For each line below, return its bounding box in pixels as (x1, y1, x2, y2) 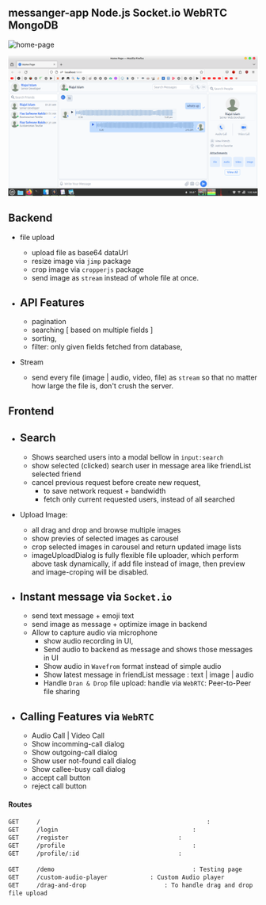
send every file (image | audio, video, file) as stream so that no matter (31, 372, 257, 383)
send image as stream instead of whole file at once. (31, 273, 199, 282)
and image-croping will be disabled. (31, 567, 149, 577)
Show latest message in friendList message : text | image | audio (43, 670, 254, 680)
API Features (19, 296, 85, 310)
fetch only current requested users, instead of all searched (43, 495, 235, 504)
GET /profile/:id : (8, 850, 182, 858)
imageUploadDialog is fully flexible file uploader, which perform (31, 550, 239, 559)
